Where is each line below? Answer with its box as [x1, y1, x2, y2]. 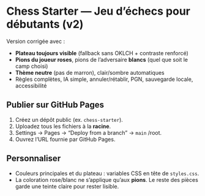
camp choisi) [15, 62, 48, 70]
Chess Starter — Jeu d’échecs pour [6, 4, 191, 18]
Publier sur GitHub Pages [6, 100, 104, 110]
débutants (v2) [6, 17, 84, 31]
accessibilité [15, 81, 47, 89]
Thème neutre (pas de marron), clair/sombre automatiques [15, 69, 165, 76]
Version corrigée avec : [6, 37, 65, 45]
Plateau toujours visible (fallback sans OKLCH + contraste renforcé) [15, 49, 188, 56]
